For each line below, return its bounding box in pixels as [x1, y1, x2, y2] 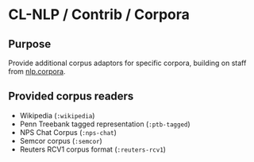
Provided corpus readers [8, 90, 134, 103]
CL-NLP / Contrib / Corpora [8, 6, 190, 24]
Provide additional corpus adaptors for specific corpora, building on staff [8, 58, 247, 67]
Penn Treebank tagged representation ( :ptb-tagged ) [19, 119, 190, 129]
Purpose [8, 37, 52, 51]
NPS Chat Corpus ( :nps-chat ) [19, 127, 117, 137]
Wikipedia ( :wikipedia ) [19, 110, 95, 120]
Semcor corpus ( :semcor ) [19, 136, 103, 145]
